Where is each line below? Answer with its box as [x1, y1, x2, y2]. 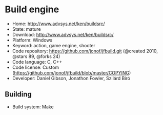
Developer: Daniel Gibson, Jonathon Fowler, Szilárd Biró [12, 75, 130, 81]
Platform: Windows [12, 37, 53, 43]
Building [5, 90, 32, 99]
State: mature [12, 26, 42, 32]
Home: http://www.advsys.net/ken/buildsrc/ [12, 21, 106, 27]
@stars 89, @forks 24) [12, 53, 60, 60]
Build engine [5, 4, 59, 15]
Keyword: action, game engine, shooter [12, 42, 96, 48]
